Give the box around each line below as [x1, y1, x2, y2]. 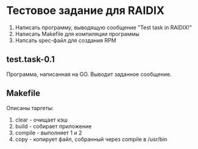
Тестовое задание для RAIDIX [6, 4, 164, 18]
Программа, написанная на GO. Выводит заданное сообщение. [6, 71, 172, 78]
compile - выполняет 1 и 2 [15, 129, 82, 136]
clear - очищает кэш [15, 116, 68, 123]
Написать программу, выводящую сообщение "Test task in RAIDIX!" [15, 24, 193, 31]
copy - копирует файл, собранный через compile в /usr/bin [15, 135, 168, 143]
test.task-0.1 [6, 54, 55, 64]
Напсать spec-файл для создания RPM [15, 36, 117, 44]
